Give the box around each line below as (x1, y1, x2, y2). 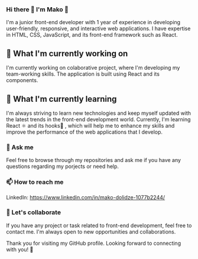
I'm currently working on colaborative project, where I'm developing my (6, 64, 180, 72)
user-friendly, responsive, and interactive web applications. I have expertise (6, 25, 191, 32)
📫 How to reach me (6, 178, 64, 186)
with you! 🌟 (6, 245, 34, 253)
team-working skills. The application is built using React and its (6, 70, 160, 77)
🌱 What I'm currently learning (6, 94, 117, 104)
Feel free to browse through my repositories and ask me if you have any (6, 157, 181, 164)
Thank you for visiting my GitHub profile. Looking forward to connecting (6, 239, 181, 247)
